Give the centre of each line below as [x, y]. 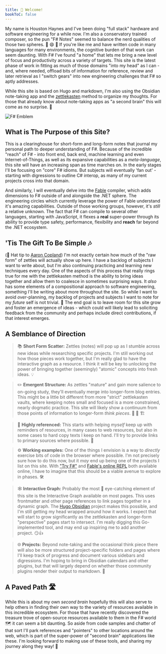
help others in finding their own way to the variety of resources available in [81, 607]
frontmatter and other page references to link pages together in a [84, 501]
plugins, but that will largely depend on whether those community [84, 566]
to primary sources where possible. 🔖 [55, 440]
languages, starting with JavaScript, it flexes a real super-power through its [82, 217]
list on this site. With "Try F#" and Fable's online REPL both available [87, 466]
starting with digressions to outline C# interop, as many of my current [76, 176]
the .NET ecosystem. [27, 227]
